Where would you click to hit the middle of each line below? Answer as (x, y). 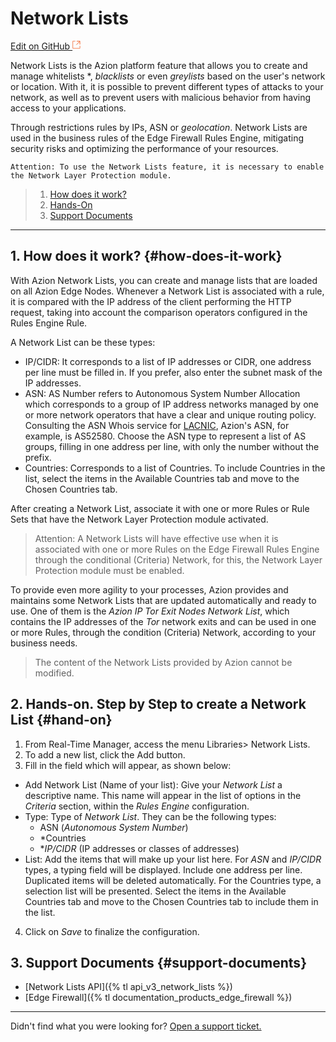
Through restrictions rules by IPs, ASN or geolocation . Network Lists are (159, 127)
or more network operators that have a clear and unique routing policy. (170, 414)
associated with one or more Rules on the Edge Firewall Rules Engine (177, 549)
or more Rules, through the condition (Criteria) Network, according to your (163, 632)
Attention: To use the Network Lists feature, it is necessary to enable (167, 167)
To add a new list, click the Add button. (105, 754)
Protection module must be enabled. (109, 570)
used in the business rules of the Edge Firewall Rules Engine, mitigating (157, 138)
